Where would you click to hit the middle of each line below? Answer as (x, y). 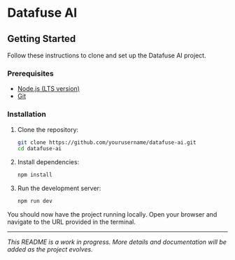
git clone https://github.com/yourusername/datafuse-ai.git (107, 142)
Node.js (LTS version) (49, 89)
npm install (35, 175)
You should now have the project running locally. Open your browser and (112, 215)
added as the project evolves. (50, 250)
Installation (27, 115)
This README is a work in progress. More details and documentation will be (117, 242)
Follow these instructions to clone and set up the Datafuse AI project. (107, 55)
